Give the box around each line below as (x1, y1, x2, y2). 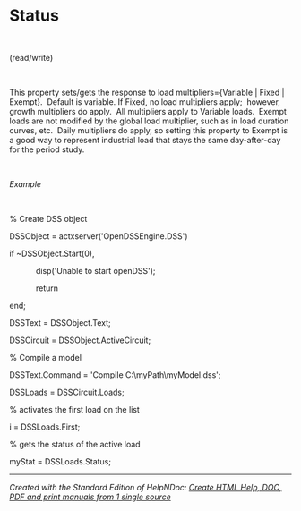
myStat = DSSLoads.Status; (9, 456, 112, 466)
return (35, 283, 59, 294)
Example (9, 178, 42, 189)
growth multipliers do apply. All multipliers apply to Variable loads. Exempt (9, 106, 287, 116)
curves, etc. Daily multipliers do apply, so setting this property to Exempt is (9, 124, 288, 135)
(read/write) (9, 52, 54, 63)
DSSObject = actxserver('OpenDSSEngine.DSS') (9, 230, 188, 242)
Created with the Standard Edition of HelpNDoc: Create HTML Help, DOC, (9, 481, 282, 492)
